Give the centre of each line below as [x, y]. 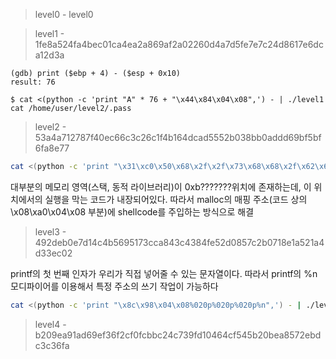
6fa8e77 [52, 148]
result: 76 [33, 82]
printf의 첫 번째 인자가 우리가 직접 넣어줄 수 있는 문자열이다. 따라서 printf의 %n [164, 273]
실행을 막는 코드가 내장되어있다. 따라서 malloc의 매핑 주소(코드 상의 [176, 199]
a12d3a [49, 55]
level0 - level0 [64, 14]
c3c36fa [52, 345]
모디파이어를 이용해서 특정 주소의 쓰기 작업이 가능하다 [114, 286]
